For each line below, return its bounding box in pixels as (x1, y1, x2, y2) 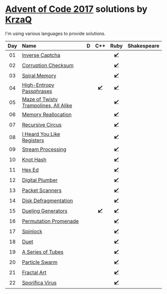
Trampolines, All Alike (22, 102, 73, 109)
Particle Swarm (22, 259, 58, 266)
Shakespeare (127, 42, 160, 49)
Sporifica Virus (22, 280, 57, 287)
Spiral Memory (22, 72, 56, 79)
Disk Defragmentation (22, 197, 74, 204)
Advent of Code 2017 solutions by (5, 3, 148, 15)
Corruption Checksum (22, 62, 74, 69)
